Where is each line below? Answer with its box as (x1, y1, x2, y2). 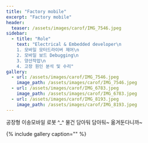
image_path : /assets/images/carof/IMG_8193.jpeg (16, 101, 137, 108)
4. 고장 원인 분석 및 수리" (16, 63, 74, 69)
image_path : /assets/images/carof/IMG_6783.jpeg (16, 91, 137, 97)
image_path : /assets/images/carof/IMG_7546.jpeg (16, 80, 137, 86)
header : (6, 19, 25, 25)
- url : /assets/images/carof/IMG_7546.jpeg (11, 74, 119, 80)
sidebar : (6, 31, 27, 36)
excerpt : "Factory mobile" (6, 14, 72, 20)
